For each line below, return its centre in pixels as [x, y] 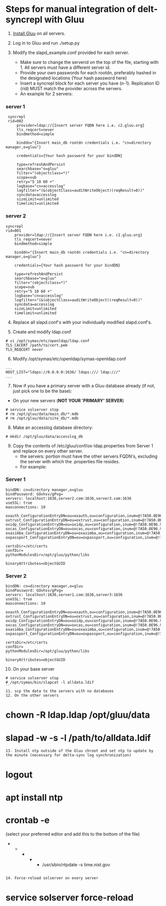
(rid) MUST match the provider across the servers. [71, 88]
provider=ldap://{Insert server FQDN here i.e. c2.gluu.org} [81, 126]
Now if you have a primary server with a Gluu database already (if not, [84, 385]
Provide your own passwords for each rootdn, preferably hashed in [88, 72]
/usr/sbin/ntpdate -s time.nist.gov [76, 864]
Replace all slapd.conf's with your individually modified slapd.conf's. [82, 322]
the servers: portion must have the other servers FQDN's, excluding [89, 456]
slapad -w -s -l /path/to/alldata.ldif [78, 738]
